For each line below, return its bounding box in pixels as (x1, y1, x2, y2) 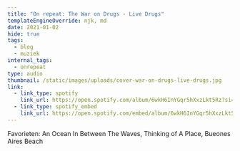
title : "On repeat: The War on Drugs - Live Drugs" (7, 10, 164, 18)
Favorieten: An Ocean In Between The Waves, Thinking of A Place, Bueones (7, 129, 231, 137)
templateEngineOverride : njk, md (7, 17, 107, 24)
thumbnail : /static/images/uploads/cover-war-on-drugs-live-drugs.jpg (7, 76, 222, 84)
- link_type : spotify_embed (14, 103, 98, 110)
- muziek (14, 51, 40, 58)
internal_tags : (7, 57, 53, 64)
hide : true (7, 30, 40, 38)
